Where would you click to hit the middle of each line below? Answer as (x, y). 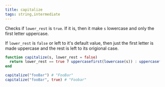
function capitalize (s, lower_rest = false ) (51, 57)
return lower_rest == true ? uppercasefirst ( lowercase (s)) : (73, 62)
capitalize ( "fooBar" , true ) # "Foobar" (46, 80)
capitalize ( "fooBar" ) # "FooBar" (39, 75)
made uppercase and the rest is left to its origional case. (62, 48)
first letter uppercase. (27, 33)
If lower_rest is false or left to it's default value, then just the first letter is (79, 43)
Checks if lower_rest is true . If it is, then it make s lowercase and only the (80, 28)
